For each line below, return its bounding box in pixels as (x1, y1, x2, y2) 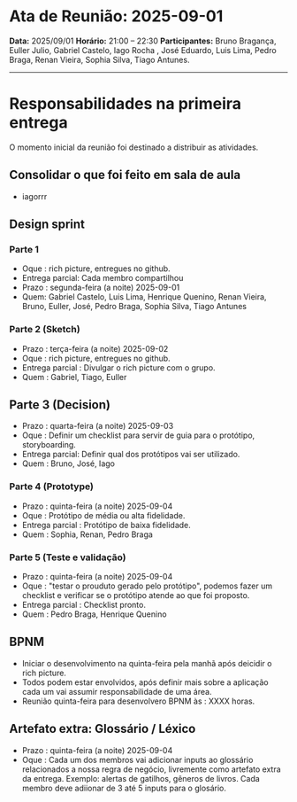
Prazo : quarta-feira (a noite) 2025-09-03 (21, 421, 174, 432)
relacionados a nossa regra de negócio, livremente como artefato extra (21, 764, 281, 775)
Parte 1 (9, 244, 40, 255)
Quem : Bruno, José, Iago (21, 458, 115, 469)
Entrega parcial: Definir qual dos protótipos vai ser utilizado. (21, 449, 240, 460)
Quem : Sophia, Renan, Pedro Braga (21, 529, 153, 540)
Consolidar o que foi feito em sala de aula (9, 167, 241, 183)
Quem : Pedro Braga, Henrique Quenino (21, 609, 167, 619)
